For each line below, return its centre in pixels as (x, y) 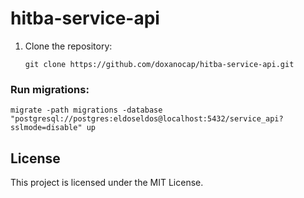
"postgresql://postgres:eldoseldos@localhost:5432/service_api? (147, 119)
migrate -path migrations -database (86, 110)
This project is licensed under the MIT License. (107, 183)
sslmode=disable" (46, 128)
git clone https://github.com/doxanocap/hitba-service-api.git (159, 64)
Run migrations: (50, 89)
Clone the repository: (68, 46)
